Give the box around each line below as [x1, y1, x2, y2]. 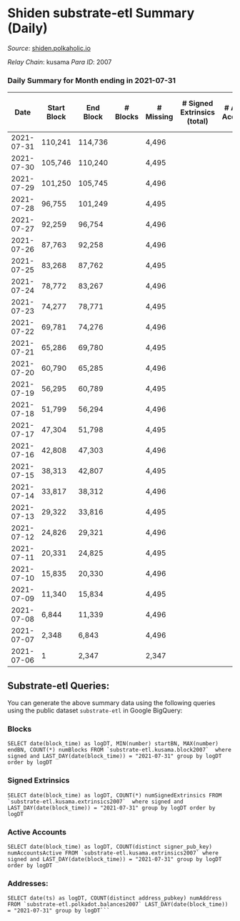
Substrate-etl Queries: [7, 679, 110, 692]
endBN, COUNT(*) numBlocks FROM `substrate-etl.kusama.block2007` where [7, 747, 232, 754]
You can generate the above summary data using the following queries [7, 699, 216, 707]
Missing [145, 112, 174, 122]
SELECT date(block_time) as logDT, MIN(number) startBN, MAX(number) [7, 740, 219, 747]
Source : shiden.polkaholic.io [7, 44, 91, 52]
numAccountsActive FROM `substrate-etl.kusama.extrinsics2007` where [7, 849, 219, 857]
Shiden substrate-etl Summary [7, 5, 195, 21]
